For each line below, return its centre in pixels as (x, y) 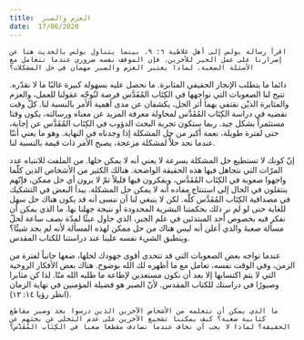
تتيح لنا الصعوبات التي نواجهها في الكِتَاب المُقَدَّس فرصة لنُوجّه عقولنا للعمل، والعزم (147, 94)
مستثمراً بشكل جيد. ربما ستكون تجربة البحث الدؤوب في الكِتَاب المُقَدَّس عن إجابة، (147, 123)
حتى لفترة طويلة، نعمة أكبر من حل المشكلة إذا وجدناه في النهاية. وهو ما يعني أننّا (144, 132)
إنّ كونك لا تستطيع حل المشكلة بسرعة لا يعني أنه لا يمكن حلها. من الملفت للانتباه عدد (152, 160)
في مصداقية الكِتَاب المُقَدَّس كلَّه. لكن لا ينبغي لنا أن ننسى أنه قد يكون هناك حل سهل (150, 199)
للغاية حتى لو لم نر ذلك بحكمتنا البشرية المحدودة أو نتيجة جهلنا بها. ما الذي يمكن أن (148, 208)
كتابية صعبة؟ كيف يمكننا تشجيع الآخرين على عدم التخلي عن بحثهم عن (138, 319)
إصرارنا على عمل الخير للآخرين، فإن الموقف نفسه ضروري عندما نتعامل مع (146, 59)
